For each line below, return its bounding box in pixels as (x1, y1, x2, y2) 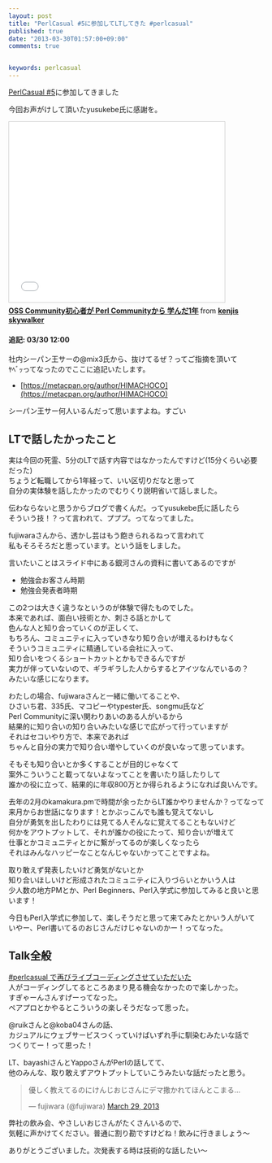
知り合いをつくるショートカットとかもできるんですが (8, 654, 186, 664)
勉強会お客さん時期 (19, 575, 85, 586)
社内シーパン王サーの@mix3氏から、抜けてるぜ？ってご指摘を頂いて (8, 355, 238, 364)
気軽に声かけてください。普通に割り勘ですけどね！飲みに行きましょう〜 (8, 1128, 250, 1138)
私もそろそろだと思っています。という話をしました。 (8, 541, 185, 551)
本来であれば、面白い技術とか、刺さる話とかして (8, 613, 172, 623)
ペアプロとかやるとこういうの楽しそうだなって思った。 (8, 1002, 193, 1013)
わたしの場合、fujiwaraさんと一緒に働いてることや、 (8, 691, 184, 701)
